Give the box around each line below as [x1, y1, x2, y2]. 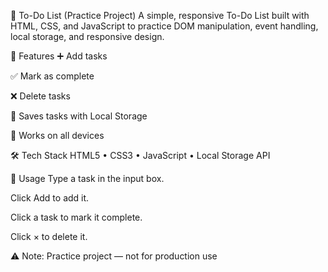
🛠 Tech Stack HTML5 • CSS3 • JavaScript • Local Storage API [10, 150, 271, 161]
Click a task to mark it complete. [10, 211, 143, 223]
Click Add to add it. [10, 192, 90, 204]
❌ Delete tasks [10, 90, 71, 102]
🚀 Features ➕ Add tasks [10, 50, 108, 62]
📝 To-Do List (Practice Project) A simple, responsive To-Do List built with [10, 10, 310, 21]
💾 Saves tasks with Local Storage [10, 110, 148, 122]
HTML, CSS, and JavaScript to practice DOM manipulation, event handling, [10, 20, 319, 32]
